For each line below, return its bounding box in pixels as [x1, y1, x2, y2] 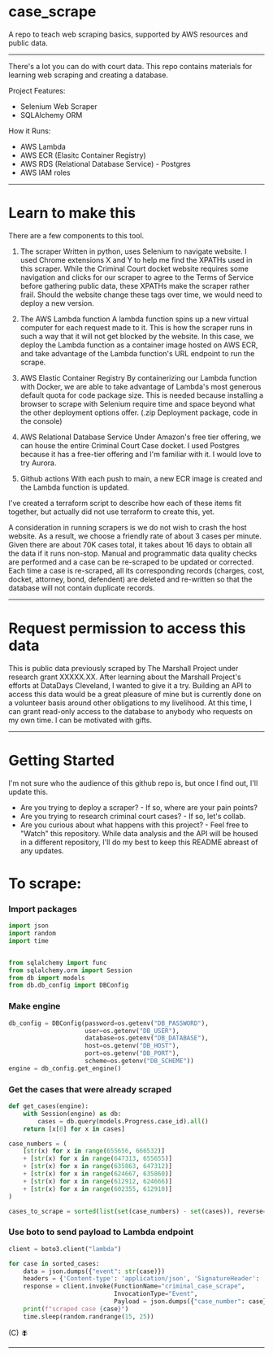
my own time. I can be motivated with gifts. [8, 715, 153, 725]
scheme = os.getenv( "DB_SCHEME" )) [84, 1057, 195, 1066]
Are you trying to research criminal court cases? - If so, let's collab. [19, 811, 246, 821]
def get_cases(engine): [8, 1102, 89, 1110]
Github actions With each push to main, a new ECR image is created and [19, 473, 262, 483]
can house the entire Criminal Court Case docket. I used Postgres [19, 440, 240, 450]
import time [8, 936, 49, 945]
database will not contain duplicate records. [8, 582, 155, 592]
